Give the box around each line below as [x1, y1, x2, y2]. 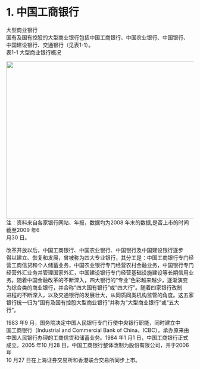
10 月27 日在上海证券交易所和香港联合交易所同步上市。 [6, 356, 141, 364]
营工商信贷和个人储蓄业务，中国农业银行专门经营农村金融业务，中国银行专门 [6, 261, 194, 269]
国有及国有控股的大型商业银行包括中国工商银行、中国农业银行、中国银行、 [6, 33, 189, 41]
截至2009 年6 [6, 226, 40, 233]
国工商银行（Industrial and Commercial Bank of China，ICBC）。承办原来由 [6, 327, 189, 334]
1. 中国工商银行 [6, 5, 79, 19]
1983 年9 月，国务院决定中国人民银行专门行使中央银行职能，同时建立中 [6, 319, 181, 326]
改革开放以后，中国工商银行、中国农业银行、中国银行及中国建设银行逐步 [6, 246, 183, 254]
